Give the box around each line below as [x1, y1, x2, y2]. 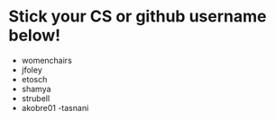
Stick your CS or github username [8, 6, 267, 27]
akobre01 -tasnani [21, 102, 89, 113]
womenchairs [21, 55, 73, 65]
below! [8, 25, 60, 46]
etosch [21, 73, 48, 84]
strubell [21, 92, 51, 104]
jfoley [21, 64, 42, 75]
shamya [21, 83, 51, 94]
